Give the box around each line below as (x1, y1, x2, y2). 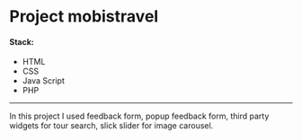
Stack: (9, 36, 34, 47)
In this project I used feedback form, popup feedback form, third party (9, 110, 270, 122)
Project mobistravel (9, 6, 159, 27)
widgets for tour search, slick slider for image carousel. (9, 120, 214, 131)
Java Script (22, 75, 65, 86)
